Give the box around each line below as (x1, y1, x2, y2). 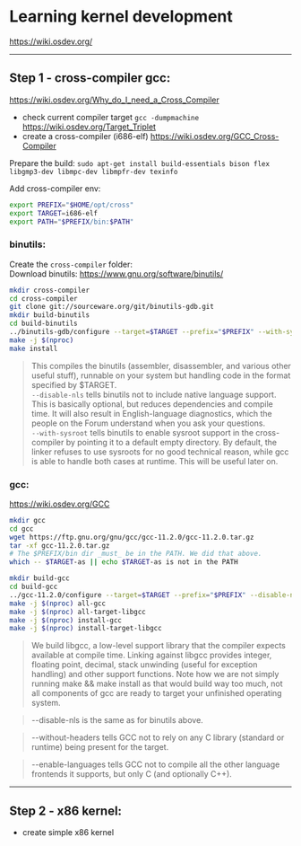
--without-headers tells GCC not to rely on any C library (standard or (30, 732, 285, 743)
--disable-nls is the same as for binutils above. (30, 715, 203, 726)
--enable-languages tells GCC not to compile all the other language (30, 759, 280, 770)
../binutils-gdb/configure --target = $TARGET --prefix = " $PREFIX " (9, 328, 254, 337)
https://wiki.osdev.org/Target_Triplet (21, 121, 157, 132)
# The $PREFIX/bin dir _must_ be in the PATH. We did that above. (9, 550, 262, 559)
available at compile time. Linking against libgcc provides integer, (30, 649, 272, 661)
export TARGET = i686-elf (9, 208, 99, 217)
